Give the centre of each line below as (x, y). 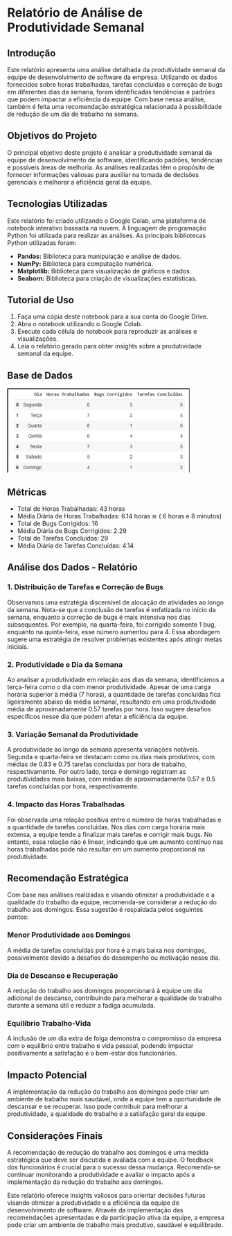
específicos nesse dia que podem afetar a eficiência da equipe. (98, 717)
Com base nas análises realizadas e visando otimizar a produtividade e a (111, 895)
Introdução (32, 53)
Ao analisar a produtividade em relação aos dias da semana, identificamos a (116, 680)
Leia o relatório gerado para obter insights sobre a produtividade (109, 346)
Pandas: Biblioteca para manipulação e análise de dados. (99, 256)
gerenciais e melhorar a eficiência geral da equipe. (80, 182)
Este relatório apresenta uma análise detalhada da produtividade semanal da (116, 70)
